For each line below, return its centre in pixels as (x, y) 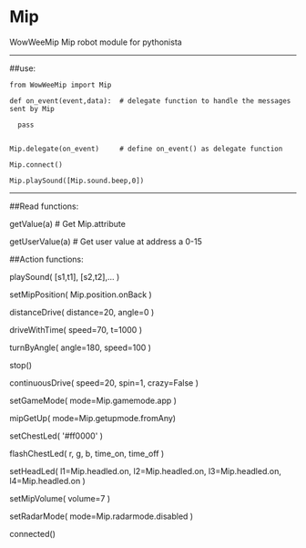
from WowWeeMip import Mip (61, 85)
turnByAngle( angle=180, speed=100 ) (81, 347)
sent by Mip (32, 109)
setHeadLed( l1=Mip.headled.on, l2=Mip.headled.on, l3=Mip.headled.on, (146, 470)
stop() (21, 365)
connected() (33, 533)
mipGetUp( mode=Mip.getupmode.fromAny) (92, 418)
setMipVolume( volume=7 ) (60, 498)
